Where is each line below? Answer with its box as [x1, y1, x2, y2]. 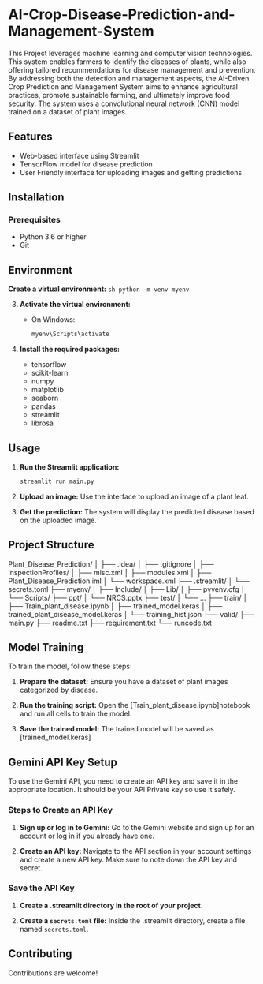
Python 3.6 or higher [19, 232, 87, 241]
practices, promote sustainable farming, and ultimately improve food [8, 90, 231, 99]
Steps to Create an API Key [8, 805, 113, 816]
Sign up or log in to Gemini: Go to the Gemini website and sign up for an [19, 822, 254, 832]
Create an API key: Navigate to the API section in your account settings [19, 846, 252, 855]
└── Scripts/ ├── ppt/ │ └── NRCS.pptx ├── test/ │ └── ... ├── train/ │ [8, 593, 248, 602]
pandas [31, 402, 57, 411]
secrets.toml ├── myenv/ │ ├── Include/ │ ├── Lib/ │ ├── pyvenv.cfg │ [8, 584, 246, 593]
